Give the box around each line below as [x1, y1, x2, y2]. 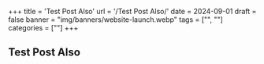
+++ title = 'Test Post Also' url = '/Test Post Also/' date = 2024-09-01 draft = [8, 7, 257, 16]
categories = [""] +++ [8, 23, 79, 32]
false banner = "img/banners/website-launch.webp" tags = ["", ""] [8, 15, 223, 24]
